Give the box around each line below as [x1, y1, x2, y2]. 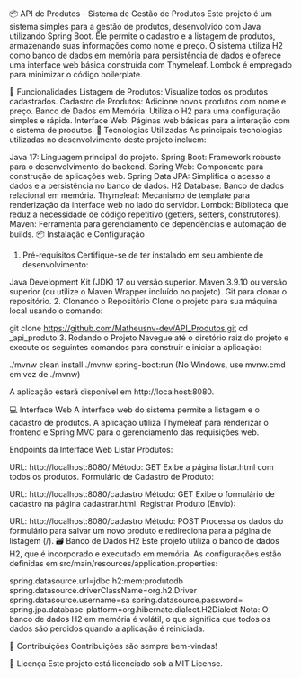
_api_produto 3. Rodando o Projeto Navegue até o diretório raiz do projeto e [9, 332, 289, 343]
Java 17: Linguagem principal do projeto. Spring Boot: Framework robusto [9, 152, 281, 162]
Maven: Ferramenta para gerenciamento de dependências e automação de [9, 219, 287, 229]
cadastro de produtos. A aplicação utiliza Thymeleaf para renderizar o [9, 418, 270, 428]
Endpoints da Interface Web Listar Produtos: [9, 445, 173, 455]
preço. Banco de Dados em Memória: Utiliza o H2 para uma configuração [9, 105, 281, 116]
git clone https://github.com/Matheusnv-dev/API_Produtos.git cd [9, 323, 249, 333]
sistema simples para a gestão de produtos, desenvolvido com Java [9, 22, 261, 32]
